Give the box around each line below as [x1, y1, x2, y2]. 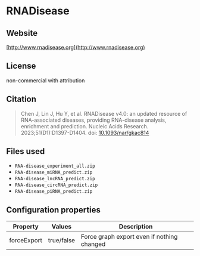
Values [51, 223, 72, 231]
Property [12, 223, 39, 231]
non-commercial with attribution [6, 76, 85, 84]
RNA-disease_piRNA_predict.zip [14, 189, 93, 195]
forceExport [9, 236, 43, 245]
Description [118, 223, 153, 231]
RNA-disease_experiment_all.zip [14, 163, 95, 169]
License [6, 61, 36, 71]
